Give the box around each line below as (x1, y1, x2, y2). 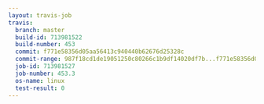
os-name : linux (15, 77, 65, 84)
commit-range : (15, 56, 61, 63)
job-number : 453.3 (15, 70, 76, 77)
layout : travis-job (8, 11, 72, 20)
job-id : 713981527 (15, 63, 76, 70)
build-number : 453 (15, 41, 76, 48)
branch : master (15, 26, 65, 34)
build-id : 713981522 (15, 33, 82, 41)
